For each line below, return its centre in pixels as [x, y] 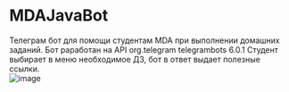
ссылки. [25, 69]
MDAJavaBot [59, 16]
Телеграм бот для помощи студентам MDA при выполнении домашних [145, 40]
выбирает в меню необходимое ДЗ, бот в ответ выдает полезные [135, 59]
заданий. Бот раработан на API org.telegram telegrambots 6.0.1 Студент [144, 49]
